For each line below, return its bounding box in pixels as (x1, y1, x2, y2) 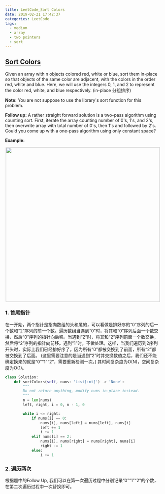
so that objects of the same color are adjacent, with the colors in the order (5, 76, 156, 82)
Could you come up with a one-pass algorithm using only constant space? (5, 128, 156, 134)
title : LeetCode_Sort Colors (5, 7, 65, 12)
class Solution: (5, 374, 38, 380)
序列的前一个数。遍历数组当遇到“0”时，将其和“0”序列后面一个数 (24, 327, 154, 334)
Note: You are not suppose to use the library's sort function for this (5, 97, 142, 103)
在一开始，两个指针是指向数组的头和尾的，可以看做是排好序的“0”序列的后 (5, 321, 154, 327)
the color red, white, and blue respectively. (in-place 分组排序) (5, 87, 132, 93)
